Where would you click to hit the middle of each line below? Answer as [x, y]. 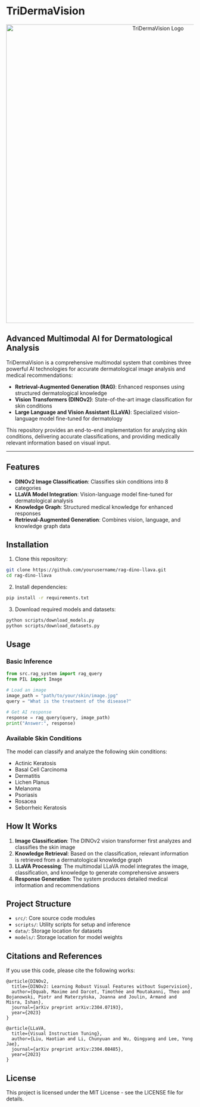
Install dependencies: [41, 587]
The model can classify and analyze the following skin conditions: [87, 752]
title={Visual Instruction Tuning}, [57, 1034]
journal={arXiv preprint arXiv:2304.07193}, [68, 1008]
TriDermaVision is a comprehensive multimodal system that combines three [99, 362]
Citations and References [54, 956]
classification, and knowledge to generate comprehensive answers [97, 872]
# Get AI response [29, 712]
